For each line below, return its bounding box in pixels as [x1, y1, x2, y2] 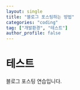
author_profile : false [6, 30, 61, 36]
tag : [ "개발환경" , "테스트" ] [6, 25, 68, 31]
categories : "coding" [6, 19, 59, 25]
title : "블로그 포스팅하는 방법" [6, 14, 75, 20]
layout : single [6, 8, 43, 15]
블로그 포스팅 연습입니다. [6, 78, 62, 85]
